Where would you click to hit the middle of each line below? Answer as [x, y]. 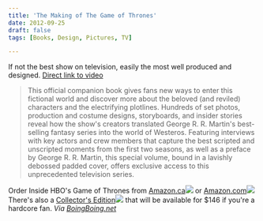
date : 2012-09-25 [37, 23]
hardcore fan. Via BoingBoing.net [62, 208]
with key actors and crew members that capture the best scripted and [141, 141]
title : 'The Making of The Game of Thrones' [83, 15]
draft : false [30, 30]
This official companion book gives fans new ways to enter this [130, 91]
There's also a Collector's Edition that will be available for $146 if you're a [131, 200]
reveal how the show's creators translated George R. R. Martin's [131, 124]
